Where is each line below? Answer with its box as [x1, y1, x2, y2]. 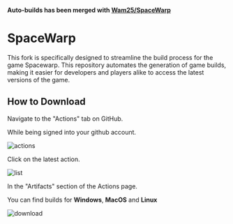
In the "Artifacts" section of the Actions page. [7, 181, 138, 191]
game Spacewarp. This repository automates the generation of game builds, [7, 61, 227, 69]
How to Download [7, 96, 86, 107]
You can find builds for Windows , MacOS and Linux [7, 195, 158, 204]
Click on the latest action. [7, 155, 80, 163]
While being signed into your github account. [7, 128, 137, 136]
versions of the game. [7, 75, 70, 84]
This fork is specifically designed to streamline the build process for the [7, 53, 213, 61]
